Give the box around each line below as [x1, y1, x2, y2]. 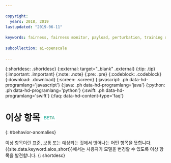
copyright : [5, 13, 28, 19]
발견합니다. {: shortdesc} [14, 152, 66, 158]
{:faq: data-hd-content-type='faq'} [50, 92, 124, 99]
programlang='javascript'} [5, 82, 60, 88]
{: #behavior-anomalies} [5, 129, 56, 135]
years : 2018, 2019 [10, 19, 49, 24]
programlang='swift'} [5, 92, 50, 99]
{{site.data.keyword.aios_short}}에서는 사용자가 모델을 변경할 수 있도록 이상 [5, 146, 159, 152]
